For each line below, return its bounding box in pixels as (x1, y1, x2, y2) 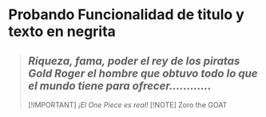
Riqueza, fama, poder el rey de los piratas (27, 54, 240, 68)
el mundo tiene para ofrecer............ (27, 79, 212, 92)
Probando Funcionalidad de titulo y (8, 6, 245, 24)
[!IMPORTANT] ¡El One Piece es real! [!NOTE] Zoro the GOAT (27, 100, 228, 109)
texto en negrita (8, 22, 116, 41)
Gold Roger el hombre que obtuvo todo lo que (27, 66, 258, 80)
